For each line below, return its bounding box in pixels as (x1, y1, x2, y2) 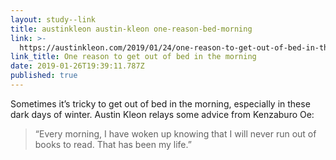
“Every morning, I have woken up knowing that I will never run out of (34, 127, 317, 140)
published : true (10, 71, 78, 81)
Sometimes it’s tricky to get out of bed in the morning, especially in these (10, 97, 311, 110)
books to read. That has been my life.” (34, 138, 192, 150)
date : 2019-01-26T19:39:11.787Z (10, 61, 145, 71)
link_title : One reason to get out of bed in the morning (10, 52, 257, 62)
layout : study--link (10, 14, 97, 25)
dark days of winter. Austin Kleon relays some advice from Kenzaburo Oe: (10, 108, 315, 120)
